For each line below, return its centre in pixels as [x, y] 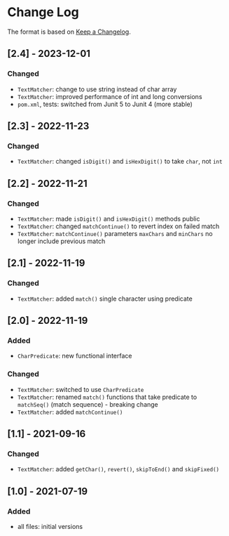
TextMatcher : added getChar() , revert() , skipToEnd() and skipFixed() [118, 469]
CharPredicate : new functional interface [75, 356]
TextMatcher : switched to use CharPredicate [81, 389]
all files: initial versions [50, 527]
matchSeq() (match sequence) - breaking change [88, 404]
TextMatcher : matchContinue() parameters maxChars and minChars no [115, 234]
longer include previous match [61, 241]
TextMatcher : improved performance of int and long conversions [110, 96]
